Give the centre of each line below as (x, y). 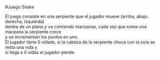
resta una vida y (21, 47)
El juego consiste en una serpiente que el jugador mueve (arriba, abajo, (77, 16)
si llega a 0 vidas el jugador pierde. (40, 52)
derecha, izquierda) (25, 22)
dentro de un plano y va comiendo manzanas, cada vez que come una (76, 27)
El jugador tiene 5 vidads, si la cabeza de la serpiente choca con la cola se (80, 42)
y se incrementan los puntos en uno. (42, 37)
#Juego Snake (20, 7)
